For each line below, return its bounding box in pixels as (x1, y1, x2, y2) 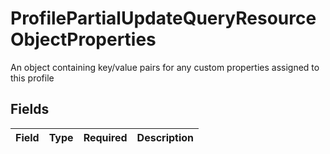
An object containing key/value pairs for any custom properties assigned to (10, 61, 320, 73)
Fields (10, 101, 50, 118)
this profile (10, 72, 55, 84)
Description (136, 130, 195, 144)
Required (83, 130, 128, 144)
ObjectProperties (10, 28, 157, 51)
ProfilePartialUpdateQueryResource (10, 7, 317, 30)
